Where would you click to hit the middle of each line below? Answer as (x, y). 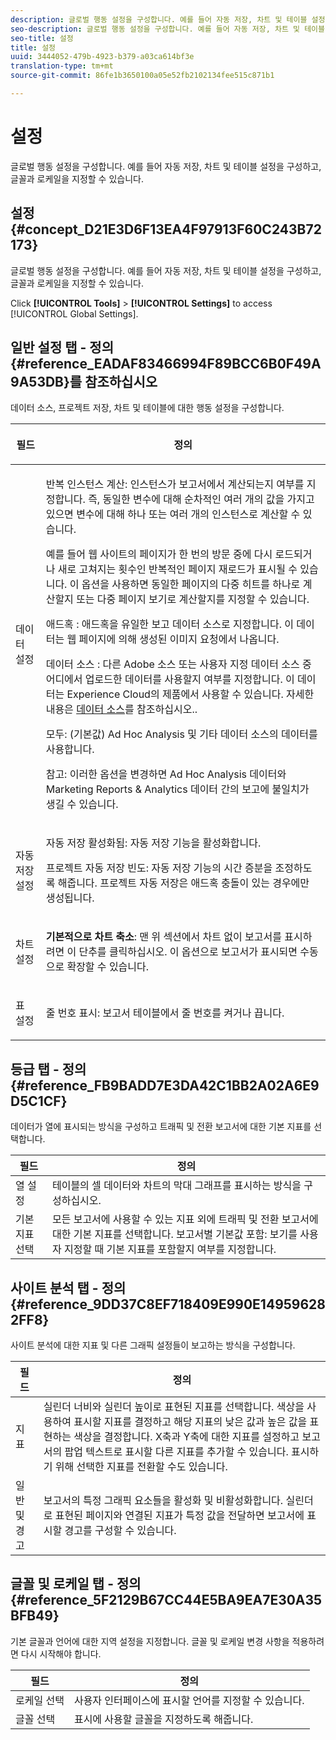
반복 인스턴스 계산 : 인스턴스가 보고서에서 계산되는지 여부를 (175, 484)
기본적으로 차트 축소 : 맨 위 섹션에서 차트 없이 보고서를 (163, 937)
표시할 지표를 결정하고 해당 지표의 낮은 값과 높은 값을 (190, 1422)
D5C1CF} (39, 1101)
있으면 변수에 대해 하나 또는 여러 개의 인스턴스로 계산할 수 (173, 514)
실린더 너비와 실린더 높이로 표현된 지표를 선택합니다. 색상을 (174, 1407)
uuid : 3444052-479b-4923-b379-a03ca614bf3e (102, 57)
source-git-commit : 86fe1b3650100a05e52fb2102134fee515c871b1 (142, 76)
